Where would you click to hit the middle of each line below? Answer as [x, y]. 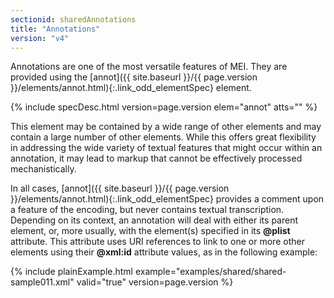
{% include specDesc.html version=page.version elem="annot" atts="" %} [164, 107]
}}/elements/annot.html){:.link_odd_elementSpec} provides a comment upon [167, 199]
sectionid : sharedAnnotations [73, 19]
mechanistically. [43, 169]
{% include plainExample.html [71, 272]
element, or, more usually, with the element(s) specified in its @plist [150, 231]
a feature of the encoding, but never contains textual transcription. [147, 210]
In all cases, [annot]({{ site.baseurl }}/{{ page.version [120, 188]
